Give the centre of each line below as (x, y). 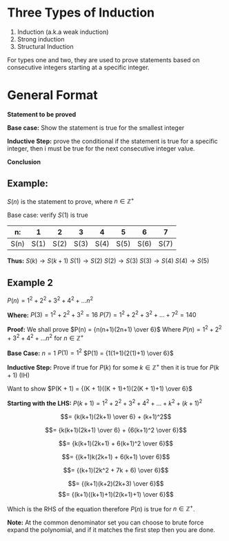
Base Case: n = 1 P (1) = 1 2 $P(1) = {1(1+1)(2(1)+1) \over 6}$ (90, 352)
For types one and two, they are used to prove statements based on (103, 59)
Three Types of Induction (81, 13)
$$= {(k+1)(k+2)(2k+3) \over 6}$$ (116, 483)
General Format (52, 95)
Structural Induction (45, 46)
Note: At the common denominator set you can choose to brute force (106, 522)
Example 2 (30, 282)
